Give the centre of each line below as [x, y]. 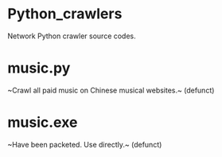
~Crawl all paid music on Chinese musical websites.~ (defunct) [111, 90]
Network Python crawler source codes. [72, 36]
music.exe [43, 122]
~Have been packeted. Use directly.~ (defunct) [85, 144]
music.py [39, 68]
